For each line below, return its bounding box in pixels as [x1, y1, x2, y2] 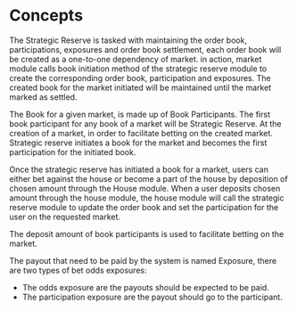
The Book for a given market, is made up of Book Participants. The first [9, 109, 270, 119]
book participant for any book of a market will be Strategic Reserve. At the [9, 118, 282, 129]
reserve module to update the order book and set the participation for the [9, 201, 279, 212]
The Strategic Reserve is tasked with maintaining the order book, [9, 35, 248, 45]
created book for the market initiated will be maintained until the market [9, 82, 272, 93]
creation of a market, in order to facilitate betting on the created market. [9, 127, 274, 138]
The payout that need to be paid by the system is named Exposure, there [9, 255, 277, 266]
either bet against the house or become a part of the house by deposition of [9, 173, 288, 184]
